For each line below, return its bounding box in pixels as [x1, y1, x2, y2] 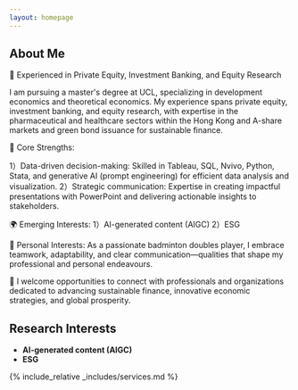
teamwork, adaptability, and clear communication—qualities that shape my [9, 249, 284, 260]
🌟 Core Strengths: [9, 142, 75, 153]
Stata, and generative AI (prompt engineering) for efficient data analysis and [9, 170, 290, 181]
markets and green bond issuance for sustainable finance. [9, 125, 223, 136]
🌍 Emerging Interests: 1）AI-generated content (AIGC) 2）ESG [9, 220, 241, 230]
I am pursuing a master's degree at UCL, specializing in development [9, 87, 263, 98]
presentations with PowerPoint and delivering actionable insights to [9, 191, 257, 202]
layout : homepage [9, 12, 74, 22]
